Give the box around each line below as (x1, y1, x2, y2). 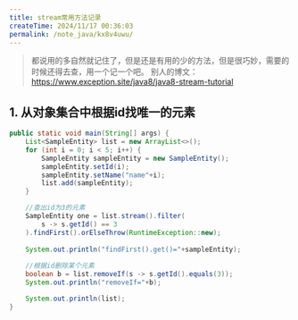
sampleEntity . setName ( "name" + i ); (41, 171, 166, 180)
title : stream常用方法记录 (9, 13, 102, 22)
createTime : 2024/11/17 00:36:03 (9, 21, 134, 30)
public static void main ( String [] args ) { (9, 129, 170, 139)
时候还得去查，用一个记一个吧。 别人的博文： (30, 66, 198, 77)
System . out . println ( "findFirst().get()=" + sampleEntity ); (25, 245, 242, 254)
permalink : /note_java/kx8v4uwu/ (9, 29, 134, 38)
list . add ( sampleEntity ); (41, 179, 134, 188)
